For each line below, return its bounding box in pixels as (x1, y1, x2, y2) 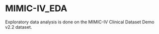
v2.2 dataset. (5, 24, 32, 30)
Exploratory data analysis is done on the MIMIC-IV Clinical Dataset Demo (5, 19, 155, 25)
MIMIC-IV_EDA (5, 3, 68, 14)
